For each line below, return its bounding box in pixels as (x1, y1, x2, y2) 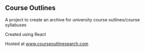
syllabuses (5, 22, 27, 28)
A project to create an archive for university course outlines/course (5, 17, 140, 22)
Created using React (5, 31, 46, 37)
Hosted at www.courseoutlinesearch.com (5, 41, 89, 47)
